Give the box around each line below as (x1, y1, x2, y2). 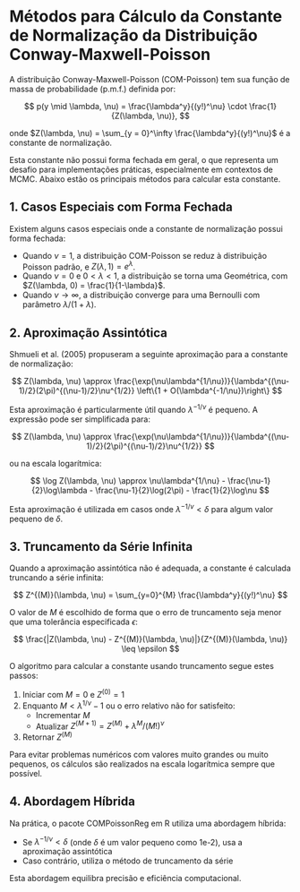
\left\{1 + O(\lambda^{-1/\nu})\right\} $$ (136, 385, 283, 396)
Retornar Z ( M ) (21, 730, 73, 742)
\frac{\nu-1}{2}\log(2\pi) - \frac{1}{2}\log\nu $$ (95, 485, 270, 495)
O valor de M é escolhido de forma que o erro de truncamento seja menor (9, 607, 282, 618)
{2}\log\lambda (30, 485, 88, 495)
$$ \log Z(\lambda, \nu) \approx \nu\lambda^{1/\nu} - (30, 475, 227, 485)
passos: (9, 670, 39, 682)
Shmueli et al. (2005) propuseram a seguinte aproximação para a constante (9, 349, 288, 360)
